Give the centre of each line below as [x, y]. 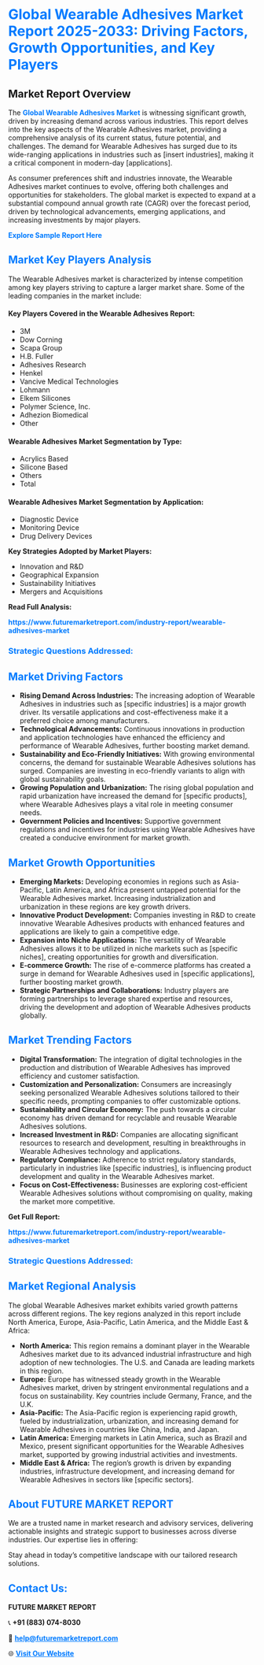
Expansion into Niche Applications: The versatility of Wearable [123, 940]
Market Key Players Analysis [80, 260]
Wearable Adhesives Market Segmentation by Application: [106, 502]
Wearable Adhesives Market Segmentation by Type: [95, 441]
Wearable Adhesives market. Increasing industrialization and [117, 898]
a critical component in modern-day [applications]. [90, 163]
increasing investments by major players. [75, 220]
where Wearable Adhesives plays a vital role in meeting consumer [126, 804]
